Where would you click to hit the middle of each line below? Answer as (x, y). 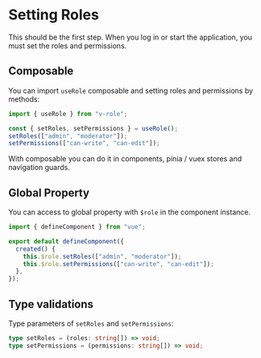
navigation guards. (39, 168)
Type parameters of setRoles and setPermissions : (91, 323)
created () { (36, 249)
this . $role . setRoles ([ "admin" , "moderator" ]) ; (102, 256)
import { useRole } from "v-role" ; (68, 114)
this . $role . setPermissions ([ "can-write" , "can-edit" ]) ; (119, 264)
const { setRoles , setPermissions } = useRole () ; (93, 128)
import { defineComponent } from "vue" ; (77, 227)
